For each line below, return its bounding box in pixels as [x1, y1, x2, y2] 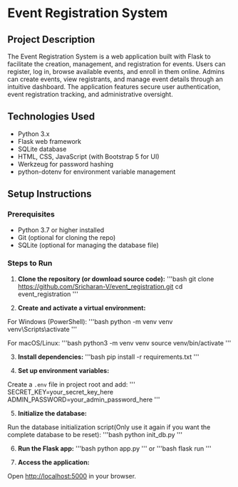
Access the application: [17, 458, 90, 466]
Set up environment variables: [17, 366, 110, 375]
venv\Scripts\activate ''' [7, 325, 77, 333]
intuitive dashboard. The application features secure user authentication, [7, 83, 221, 90]
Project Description [7, 33, 95, 46]
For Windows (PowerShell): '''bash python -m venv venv [7, 317, 173, 325]
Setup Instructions [7, 188, 92, 200]
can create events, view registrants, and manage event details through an [7, 75, 223, 83]
